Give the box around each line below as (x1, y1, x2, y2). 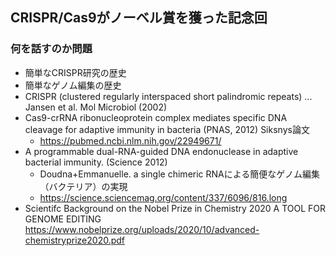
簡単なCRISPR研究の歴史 (24, 66, 127, 78)
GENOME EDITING (24, 213, 102, 225)
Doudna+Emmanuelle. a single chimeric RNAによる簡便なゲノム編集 (39, 168, 320, 180)
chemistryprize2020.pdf (24, 234, 126, 246)
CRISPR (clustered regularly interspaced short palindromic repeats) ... (24, 90, 313, 102)
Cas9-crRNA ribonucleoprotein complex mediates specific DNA (24, 111, 288, 123)
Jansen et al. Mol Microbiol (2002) (24, 101, 168, 113)
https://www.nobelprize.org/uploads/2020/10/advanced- (24, 223, 260, 235)
